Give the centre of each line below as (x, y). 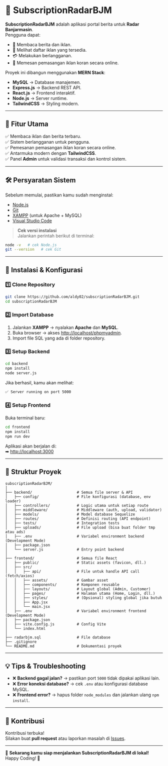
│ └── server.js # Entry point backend (64, 550)
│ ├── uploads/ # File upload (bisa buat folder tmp (80, 527)
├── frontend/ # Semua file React (61, 558)
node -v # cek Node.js (31, 245)
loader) (13, 501)
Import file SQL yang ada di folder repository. (59, 338)
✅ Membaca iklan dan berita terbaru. (43, 136)
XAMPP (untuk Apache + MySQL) (47, 215)
